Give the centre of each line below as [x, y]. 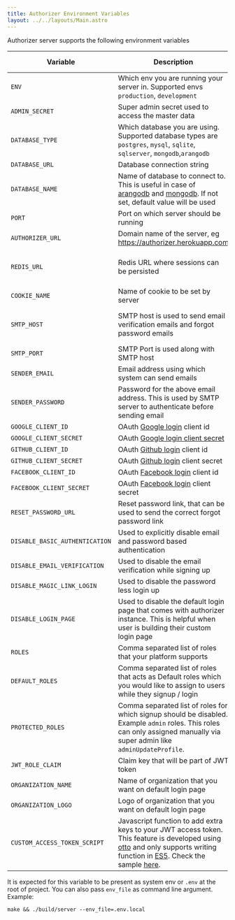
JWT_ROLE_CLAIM [36, 765]
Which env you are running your [170, 78]
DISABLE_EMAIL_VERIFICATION [57, 566]
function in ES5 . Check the [162, 856]
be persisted [138, 271]
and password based [152, 541]
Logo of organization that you [166, 800]
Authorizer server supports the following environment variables [99, 40]
